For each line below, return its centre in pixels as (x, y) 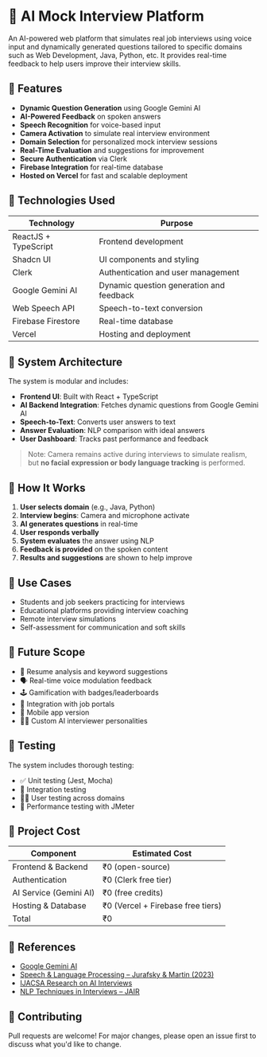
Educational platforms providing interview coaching (104, 610)
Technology (52, 223)
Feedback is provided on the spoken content (94, 549)
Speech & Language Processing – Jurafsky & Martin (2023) (117, 975)
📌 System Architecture (66, 362)
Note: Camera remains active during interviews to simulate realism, (137, 454)
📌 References (42, 947)
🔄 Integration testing (53, 789)
